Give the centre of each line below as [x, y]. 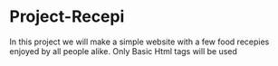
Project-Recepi [67, 17]
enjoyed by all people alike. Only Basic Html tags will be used [124, 51]
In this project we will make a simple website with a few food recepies [139, 42]
